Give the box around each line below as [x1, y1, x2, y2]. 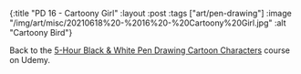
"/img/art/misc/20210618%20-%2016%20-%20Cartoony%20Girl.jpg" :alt [9, 17, 286, 28]
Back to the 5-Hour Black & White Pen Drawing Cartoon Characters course [9, 45, 290, 56]
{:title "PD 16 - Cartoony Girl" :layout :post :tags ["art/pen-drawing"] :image [9, 8, 292, 18]
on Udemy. [9, 55, 51, 65]
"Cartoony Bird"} [9, 27, 73, 37]
